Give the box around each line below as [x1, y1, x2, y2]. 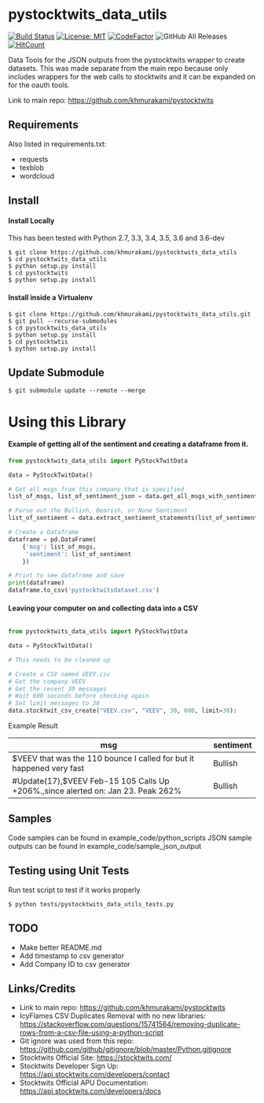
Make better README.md [19, 943, 102, 952]
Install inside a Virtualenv [8, 293, 93, 302]
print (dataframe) [8, 579, 65, 587]
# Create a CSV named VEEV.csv [8, 670, 111, 678]
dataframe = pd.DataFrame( [8, 535, 97, 544]
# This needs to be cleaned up [8, 655, 111, 664]
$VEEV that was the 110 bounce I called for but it [12, 753, 195, 764]
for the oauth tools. [8, 80, 70, 90]
